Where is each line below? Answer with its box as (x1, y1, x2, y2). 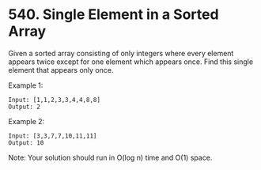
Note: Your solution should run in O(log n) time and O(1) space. (8, 153, 213, 162)
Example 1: (8, 81, 43, 90)
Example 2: (8, 116, 45, 126)
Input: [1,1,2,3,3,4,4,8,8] (8, 96, 101, 104)
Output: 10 (8, 138, 44, 147)
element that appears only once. (8, 65, 114, 74)
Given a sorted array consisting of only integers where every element (8, 48, 234, 58)
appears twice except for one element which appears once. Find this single (8, 57, 254, 66)
